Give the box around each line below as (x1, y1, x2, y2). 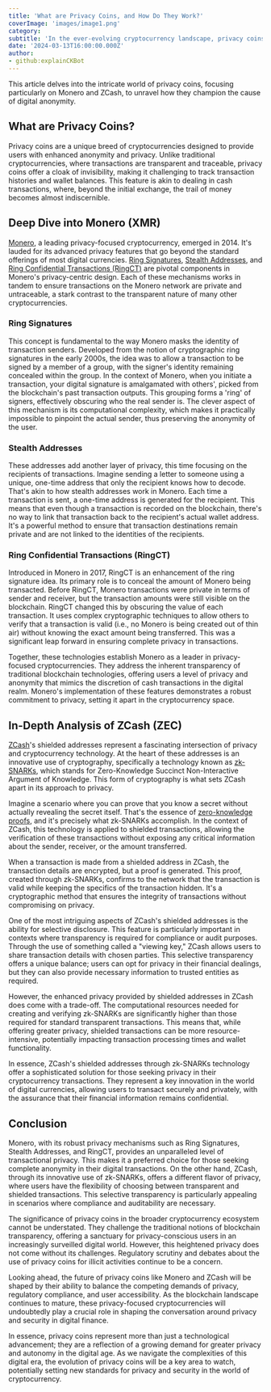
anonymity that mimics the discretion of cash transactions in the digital (8, 678, 244, 688)
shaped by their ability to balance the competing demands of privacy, (8, 1281, 240, 1291)
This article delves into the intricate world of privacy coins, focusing (8, 78, 234, 89)
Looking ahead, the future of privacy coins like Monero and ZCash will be (8, 1272, 252, 1282)
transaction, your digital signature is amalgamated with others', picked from (8, 379, 259, 389)
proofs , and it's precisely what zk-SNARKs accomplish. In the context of (8, 816, 248, 825)
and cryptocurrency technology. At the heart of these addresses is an (8, 749, 240, 758)
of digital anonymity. (8, 96, 77, 106)
